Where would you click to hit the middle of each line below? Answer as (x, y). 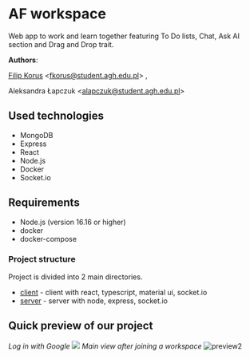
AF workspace (57, 14)
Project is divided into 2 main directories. (75, 277)
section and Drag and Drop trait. (61, 44)
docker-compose (48, 239)
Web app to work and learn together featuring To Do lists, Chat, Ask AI (124, 36)
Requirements (44, 203)
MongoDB (36, 135)
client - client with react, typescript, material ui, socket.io (113, 292)
